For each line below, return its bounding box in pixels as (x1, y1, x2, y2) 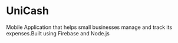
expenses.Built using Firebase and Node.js (6, 29, 110, 37)
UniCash (6, 4, 49, 18)
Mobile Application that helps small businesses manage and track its (6, 24, 173, 31)
